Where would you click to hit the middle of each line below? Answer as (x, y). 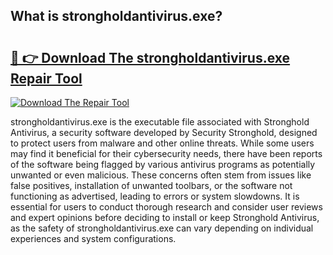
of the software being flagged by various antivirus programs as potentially (163, 164)
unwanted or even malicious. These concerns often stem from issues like (161, 175)
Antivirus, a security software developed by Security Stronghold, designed (164, 132)
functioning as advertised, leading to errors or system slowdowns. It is (155, 196)
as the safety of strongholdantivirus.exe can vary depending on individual (162, 228)
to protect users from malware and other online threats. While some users (162, 143)
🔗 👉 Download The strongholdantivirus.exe (150, 57)
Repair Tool (46, 78)
